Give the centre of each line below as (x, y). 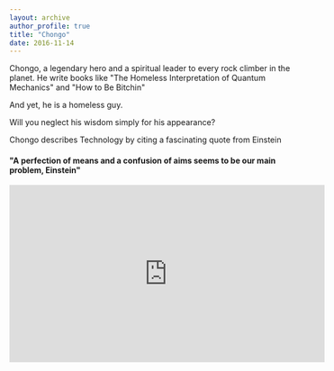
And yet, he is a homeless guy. (66, 105)
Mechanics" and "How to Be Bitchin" (77, 87)
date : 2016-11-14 (42, 43)
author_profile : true (50, 26)
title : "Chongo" (40, 34)
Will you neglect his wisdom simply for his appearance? (113, 122)
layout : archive (40, 18)
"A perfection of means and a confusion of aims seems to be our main (143, 160)
